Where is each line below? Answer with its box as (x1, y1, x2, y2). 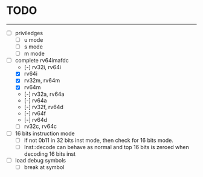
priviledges (14, 29, 43, 36)
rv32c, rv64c (24, 122, 57, 130)
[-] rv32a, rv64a (24, 90, 65, 98)
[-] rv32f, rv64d (24, 104, 63, 111)
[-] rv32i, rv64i (24, 64, 62, 71)
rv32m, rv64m (24, 77, 60, 84)
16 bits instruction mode (14, 130, 75, 137)
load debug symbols (14, 156, 66, 164)
